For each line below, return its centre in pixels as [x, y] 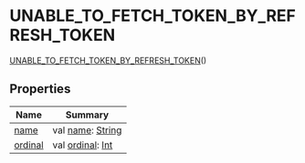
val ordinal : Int [83, 145]
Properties [40, 89]
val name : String [87, 130]
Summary [87, 115]
